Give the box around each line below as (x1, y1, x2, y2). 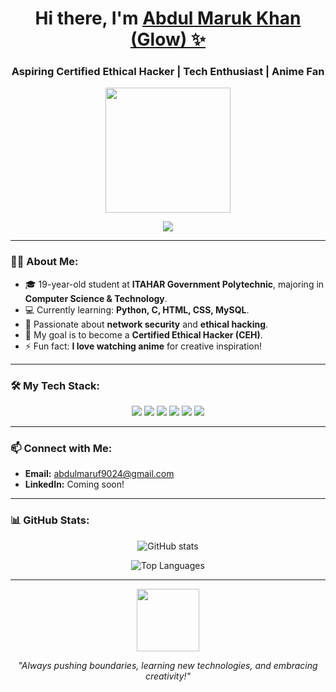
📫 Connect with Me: (10, 442, 113, 455)
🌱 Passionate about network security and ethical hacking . (24, 318, 269, 330)
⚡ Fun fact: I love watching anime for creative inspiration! (24, 340, 263, 352)
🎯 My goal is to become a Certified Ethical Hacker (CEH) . (24, 328, 263, 341)
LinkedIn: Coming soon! (24, 478, 125, 491)
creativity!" (144, 670, 192, 682)
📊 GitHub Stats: (10, 513, 90, 527)
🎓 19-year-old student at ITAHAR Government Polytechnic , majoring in (24, 278, 325, 290)
